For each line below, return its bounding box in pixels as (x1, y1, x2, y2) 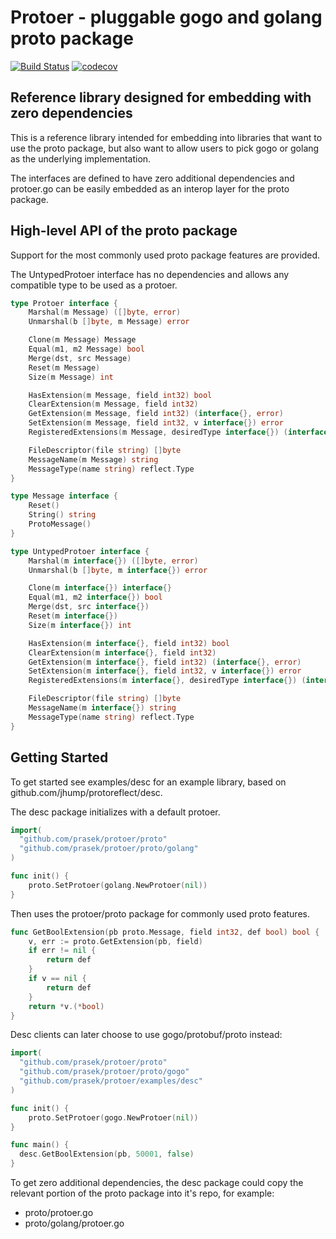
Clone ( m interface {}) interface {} (28, 583, 172, 593)
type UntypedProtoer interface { (10, 546, 150, 556)
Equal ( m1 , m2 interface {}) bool (28, 592, 163, 603)
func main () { (10, 1140, 70, 1150)
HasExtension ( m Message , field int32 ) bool (28, 390, 213, 400)
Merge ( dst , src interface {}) (28, 602, 150, 612)
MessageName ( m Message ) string (28, 454, 159, 465)
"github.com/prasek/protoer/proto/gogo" (19, 1067, 190, 1077)
